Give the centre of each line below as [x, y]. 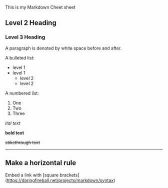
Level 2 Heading [31, 23]
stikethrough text [23, 142]
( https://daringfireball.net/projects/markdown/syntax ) [60, 180]
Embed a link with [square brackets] [42, 175]
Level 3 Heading [25, 37]
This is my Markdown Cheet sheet [40, 7]
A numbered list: [22, 93]
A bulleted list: [20, 57]
